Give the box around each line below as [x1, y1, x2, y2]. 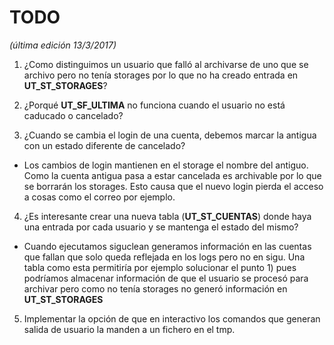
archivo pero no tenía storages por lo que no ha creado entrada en [23, 69, 299, 81]
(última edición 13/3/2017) [9, 39, 117, 51]
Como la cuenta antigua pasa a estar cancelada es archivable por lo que [23, 169, 322, 181]
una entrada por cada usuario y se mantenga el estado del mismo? [23, 221, 299, 233]
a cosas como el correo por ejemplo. [23, 191, 176, 203]
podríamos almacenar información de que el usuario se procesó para [23, 272, 309, 284]
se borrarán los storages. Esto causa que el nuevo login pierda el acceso [23, 180, 324, 192]
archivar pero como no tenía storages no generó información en [23, 282, 288, 295]
